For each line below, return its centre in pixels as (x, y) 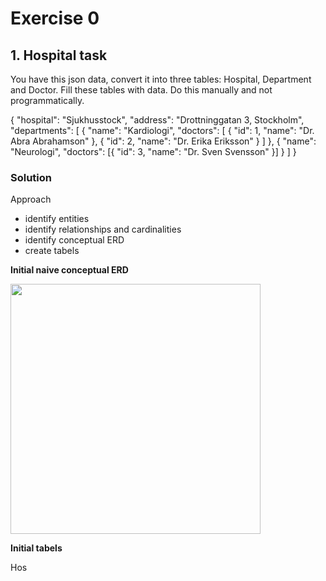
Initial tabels (36, 548)
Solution (31, 177)
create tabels (52, 251)
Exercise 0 (55, 18)
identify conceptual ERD (74, 240)
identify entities (57, 219)
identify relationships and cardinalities (103, 229)
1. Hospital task (59, 55)
